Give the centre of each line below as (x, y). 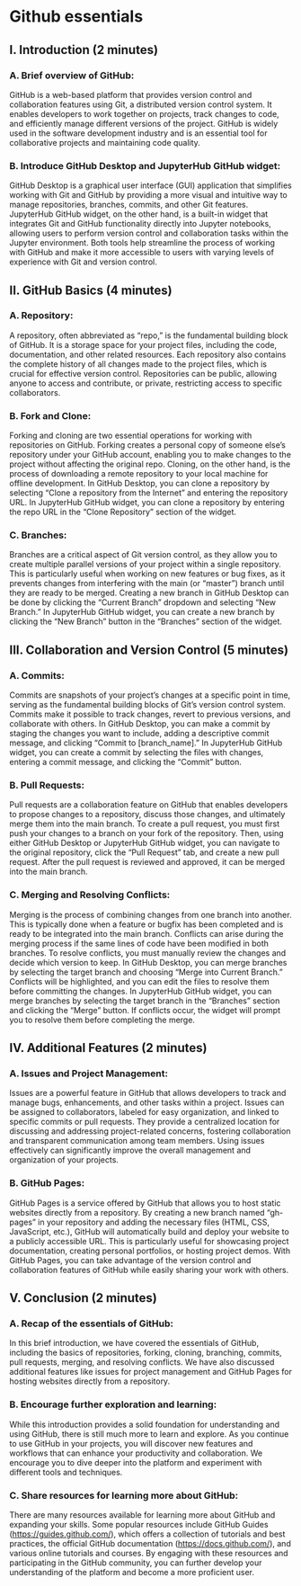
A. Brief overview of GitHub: (72, 76)
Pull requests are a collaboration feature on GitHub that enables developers (149, 805)
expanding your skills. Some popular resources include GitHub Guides (139, 1524)
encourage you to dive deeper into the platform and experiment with (136, 1462)
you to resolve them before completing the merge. (102, 1020)
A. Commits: (37, 675)
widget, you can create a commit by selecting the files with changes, (137, 753)
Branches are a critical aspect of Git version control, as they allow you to (143, 555)
